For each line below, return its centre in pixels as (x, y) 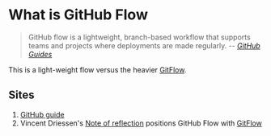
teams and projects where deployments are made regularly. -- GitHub (144, 45)
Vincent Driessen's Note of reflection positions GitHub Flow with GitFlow (141, 123)
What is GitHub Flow (78, 15)
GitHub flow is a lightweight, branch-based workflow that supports (139, 37)
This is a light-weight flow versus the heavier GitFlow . (97, 69)
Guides (40, 54)
